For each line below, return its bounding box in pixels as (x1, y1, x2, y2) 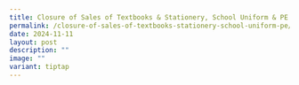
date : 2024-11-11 (9, 29, 74, 38)
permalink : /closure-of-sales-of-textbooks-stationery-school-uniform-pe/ (9, 21, 293, 30)
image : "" (9, 54, 46, 63)
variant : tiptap (9, 63, 69, 72)
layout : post (9, 37, 58, 47)
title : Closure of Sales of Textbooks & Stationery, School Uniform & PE (9, 12, 289, 22)
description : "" (9, 46, 69, 55)
